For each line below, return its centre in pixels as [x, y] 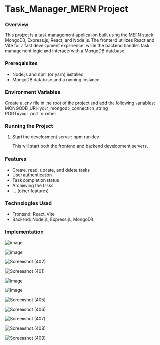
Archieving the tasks [33, 185]
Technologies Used [29, 203]
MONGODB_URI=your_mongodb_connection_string [57, 108]
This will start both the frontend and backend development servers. [80, 146]
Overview [17, 25]
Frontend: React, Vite [33, 214]
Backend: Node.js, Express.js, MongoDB [53, 219]
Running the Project [29, 126]
